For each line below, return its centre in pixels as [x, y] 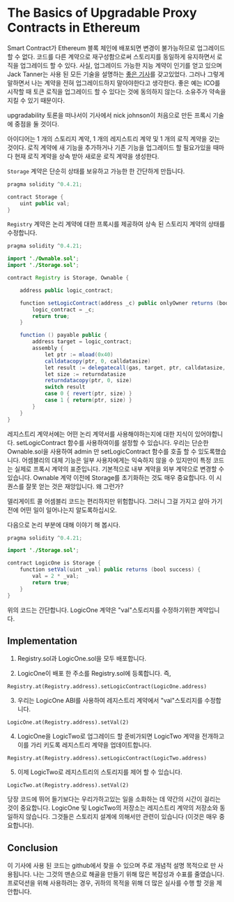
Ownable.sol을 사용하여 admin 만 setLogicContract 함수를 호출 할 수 [102, 451]
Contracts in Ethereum [74, 28]
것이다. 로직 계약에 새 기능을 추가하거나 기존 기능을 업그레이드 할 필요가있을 [109, 147]
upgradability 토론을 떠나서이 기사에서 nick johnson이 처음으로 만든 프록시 [109, 115]
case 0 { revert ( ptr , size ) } [88, 394]
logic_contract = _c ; [64, 310]
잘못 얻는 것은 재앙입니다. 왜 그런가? [75, 486]
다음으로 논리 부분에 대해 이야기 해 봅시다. [64, 525]
